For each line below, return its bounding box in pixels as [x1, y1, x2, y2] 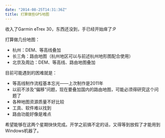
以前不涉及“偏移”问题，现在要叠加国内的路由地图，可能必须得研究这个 [12, 86, 155, 92]
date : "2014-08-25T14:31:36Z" [5, 7, 67, 12]
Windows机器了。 [5, 128, 42, 134]
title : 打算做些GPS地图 [5, 12, 49, 17]
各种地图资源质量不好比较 [12, 99, 65, 104]
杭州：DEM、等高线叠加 [12, 47, 61, 53]
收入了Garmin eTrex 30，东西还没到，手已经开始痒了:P [5, 26, 116, 32]
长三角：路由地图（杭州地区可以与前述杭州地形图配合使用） [12, 53, 133, 59]
